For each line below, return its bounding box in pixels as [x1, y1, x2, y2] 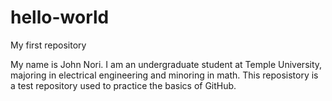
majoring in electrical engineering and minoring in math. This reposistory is [10, 69, 319, 81]
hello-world [10, 6, 110, 29]
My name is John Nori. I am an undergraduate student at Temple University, [10, 58, 323, 70]
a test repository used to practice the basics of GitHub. [10, 79, 237, 91]
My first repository [10, 39, 87, 51]
